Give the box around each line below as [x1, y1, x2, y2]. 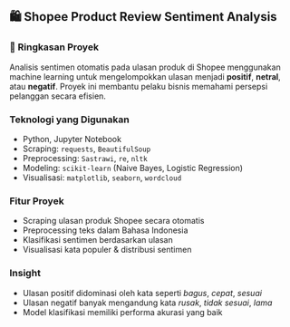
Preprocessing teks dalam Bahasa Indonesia [22, 225, 188, 236]
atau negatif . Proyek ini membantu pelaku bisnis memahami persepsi [9, 81, 268, 91]
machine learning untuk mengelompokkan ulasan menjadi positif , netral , [9, 71, 281, 82]
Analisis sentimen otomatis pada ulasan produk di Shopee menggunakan [9, 62, 281, 72]
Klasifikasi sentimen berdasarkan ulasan [22, 235, 174, 245]
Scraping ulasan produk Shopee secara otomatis [22, 216, 205, 226]
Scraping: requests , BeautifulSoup [22, 143, 151, 154]
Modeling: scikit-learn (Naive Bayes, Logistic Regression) [22, 162, 243, 173]
